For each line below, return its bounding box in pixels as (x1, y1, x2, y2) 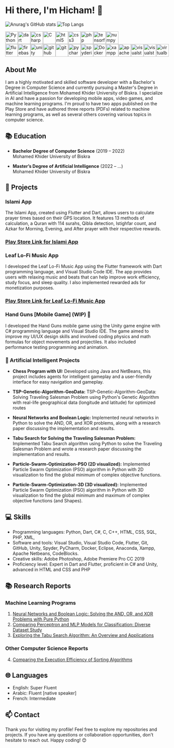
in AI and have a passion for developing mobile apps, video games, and (5, 95, 153, 101)
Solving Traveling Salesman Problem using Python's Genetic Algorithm (12, 394, 159, 400)
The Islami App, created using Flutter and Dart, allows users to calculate (5, 210, 154, 216)
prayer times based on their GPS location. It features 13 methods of (5, 215, 144, 221)
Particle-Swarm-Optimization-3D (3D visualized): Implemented (12, 481, 147, 487)
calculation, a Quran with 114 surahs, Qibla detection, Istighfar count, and (5, 220, 157, 226)
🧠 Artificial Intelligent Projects (5, 356, 80, 363)
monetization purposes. (5, 285, 54, 291)
